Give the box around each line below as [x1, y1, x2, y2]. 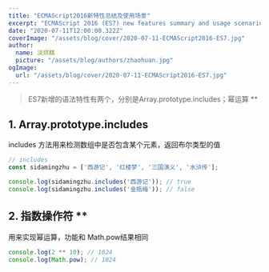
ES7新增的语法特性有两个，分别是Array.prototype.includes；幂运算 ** [27, 94, 259, 104]
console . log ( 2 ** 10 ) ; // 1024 [8, 248, 113, 256]
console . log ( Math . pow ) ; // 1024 [8, 255, 116, 264]
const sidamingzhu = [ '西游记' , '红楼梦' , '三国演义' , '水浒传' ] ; [8, 163, 219, 172]
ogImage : [8, 64, 38, 72]
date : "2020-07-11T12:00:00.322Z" [8, 26, 124, 34]
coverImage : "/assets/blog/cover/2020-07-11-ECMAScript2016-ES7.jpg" [8, 34, 246, 42]
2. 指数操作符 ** [8, 210, 88, 223]
